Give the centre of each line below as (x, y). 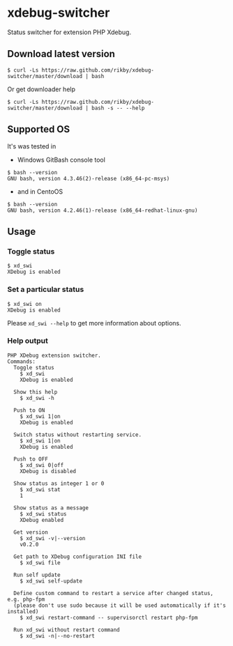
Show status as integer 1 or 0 (59, 483)
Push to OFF (31, 459)
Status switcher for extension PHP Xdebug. (69, 32)
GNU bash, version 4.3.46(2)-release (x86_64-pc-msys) (89, 178)
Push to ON (29, 410)
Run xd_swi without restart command (67, 630)
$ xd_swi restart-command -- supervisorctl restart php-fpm (109, 617)
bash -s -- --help (118, 108)
